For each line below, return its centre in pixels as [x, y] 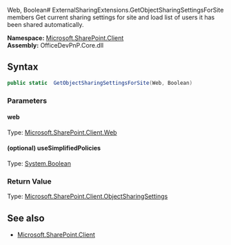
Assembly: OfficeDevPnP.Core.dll [56, 45]
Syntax [23, 67]
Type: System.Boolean [39, 164]
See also [26, 218]
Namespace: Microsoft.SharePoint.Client [66, 38]
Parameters [27, 101]
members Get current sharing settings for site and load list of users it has [111, 17]
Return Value [29, 181]
